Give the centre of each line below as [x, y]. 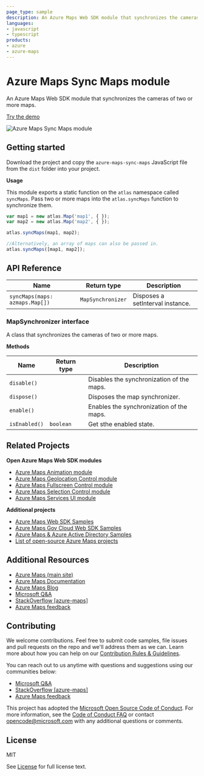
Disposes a [148, 295]
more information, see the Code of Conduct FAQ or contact [80, 715]
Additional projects [31, 510]
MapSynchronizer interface [48, 321]
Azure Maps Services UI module [55, 498]
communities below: [32, 671]
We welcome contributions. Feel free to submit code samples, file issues [97, 640]
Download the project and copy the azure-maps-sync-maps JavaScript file [97, 162]
